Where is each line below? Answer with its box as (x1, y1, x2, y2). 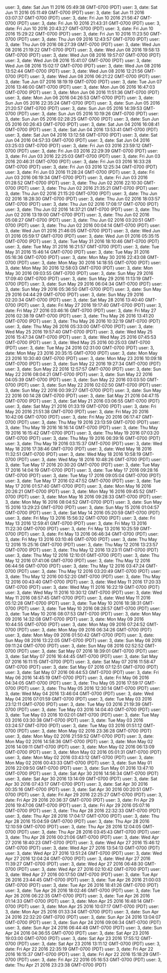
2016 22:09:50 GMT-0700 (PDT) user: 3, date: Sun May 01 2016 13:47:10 (5, 765, 154, 771)
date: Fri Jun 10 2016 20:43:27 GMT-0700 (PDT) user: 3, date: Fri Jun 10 (5, 26, 154, 32)
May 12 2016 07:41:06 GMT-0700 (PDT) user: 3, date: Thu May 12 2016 (5, 558, 151, 563)
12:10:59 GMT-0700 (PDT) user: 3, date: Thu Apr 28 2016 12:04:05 (5, 824, 142, 829)
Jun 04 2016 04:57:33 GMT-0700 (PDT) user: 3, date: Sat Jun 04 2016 (5, 137, 150, 143)
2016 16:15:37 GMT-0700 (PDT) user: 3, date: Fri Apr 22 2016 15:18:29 (5, 951, 149, 957)
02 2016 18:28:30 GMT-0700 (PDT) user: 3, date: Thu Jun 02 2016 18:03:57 (5, 196, 161, 202)
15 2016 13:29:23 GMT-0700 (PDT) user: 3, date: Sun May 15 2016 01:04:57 (5, 504, 160, 510)
